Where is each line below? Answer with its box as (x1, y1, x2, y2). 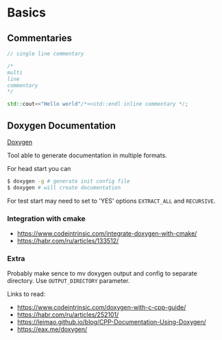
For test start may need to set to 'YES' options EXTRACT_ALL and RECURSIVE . (7, 196, 216, 205)
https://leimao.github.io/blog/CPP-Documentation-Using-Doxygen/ (16, 318, 207, 326)
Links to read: (7, 290, 46, 298)
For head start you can (7, 164, 71, 172)
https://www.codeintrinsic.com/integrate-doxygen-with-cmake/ (16, 229, 197, 238)
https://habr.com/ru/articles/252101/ (16, 310, 119, 319)
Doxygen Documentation (7, 120, 116, 131)
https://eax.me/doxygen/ (16, 325, 88, 334)
